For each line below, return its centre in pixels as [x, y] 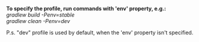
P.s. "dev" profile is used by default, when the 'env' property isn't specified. [100, 33]
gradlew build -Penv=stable [40, 15]
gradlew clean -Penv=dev [38, 21]
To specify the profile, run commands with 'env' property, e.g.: [86, 9]
